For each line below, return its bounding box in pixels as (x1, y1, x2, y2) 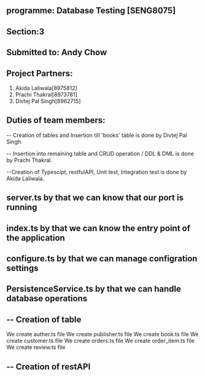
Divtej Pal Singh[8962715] (15, 97, 81, 104)
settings (6, 263, 39, 273)
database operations (6, 293, 88, 304)
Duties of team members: (6, 115, 106, 126)
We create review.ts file (6, 343, 66, 351)
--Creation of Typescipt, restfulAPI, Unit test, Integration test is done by (6, 168, 187, 175)
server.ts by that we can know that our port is (6, 193, 184, 203)
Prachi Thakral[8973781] (15, 91, 78, 98)
